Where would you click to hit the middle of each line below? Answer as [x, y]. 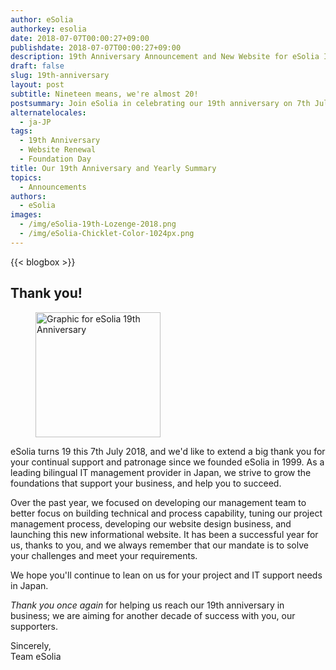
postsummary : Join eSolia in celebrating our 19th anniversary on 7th [160, 103]
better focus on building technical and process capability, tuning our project [166, 513]
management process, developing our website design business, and [151, 523]
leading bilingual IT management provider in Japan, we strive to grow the [161, 472]
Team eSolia [36, 656]
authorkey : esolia [48, 29]
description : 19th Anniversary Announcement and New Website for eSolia [165, 57]
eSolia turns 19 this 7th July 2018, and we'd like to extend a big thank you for [168, 451]
